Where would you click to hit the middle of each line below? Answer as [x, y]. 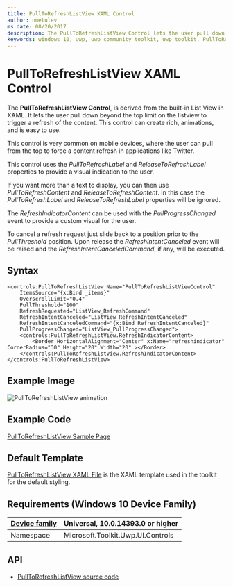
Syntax [23, 271]
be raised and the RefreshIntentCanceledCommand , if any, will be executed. [116, 249]
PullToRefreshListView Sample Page [59, 436]
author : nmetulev [32, 20]
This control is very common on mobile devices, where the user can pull [110, 144]
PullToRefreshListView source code [68, 577]
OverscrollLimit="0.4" [52, 299]
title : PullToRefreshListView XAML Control [71, 14]
